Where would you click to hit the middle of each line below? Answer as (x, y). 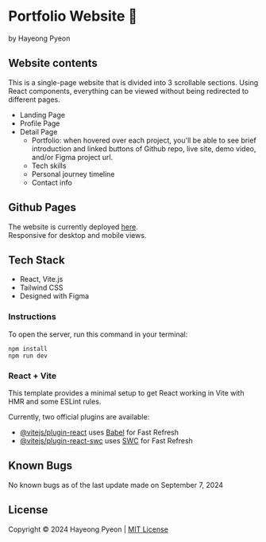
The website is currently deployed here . (73, 227)
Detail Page (39, 131)
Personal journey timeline (73, 174)
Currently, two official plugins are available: (79, 416)
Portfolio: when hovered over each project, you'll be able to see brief (144, 140)
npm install (28, 349)
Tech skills (49, 166)
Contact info (52, 182)
